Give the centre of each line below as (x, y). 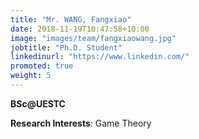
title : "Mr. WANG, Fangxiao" (71, 19)
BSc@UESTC (38, 103)
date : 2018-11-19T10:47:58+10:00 (80, 29)
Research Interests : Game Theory (81, 123)
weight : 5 (31, 76)
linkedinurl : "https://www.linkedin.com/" (100, 57)
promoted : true (42, 66)
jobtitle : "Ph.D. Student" (66, 47)
